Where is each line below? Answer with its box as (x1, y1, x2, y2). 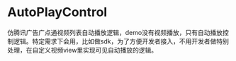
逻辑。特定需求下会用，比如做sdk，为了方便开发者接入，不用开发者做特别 (13, 36, 229, 46)
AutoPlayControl (7, 4, 108, 20)
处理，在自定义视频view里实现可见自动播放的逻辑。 (7, 46, 158, 54)
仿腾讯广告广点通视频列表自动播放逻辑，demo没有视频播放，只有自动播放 (7, 28, 223, 36)
